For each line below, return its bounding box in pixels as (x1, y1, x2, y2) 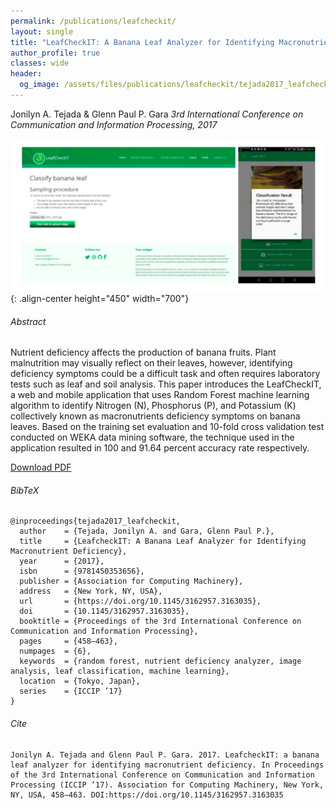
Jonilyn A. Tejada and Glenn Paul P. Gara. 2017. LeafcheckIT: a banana (10, 750, 320, 760)
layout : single (10, 26, 74, 37)
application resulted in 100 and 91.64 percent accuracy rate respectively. (10, 442, 310, 454)
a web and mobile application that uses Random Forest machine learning (10, 389, 310, 401)
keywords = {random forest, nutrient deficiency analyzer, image (19, 656, 302, 667)
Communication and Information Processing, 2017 (10, 118, 218, 130)
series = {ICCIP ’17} (19, 686, 123, 697)
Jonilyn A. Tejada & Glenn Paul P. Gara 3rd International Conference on (10, 108, 304, 120)
